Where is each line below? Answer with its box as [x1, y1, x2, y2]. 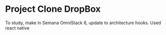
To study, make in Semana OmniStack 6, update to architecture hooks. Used [5, 20, 162, 26]
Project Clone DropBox [5, 3, 101, 15]
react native [5, 25, 30, 31]
